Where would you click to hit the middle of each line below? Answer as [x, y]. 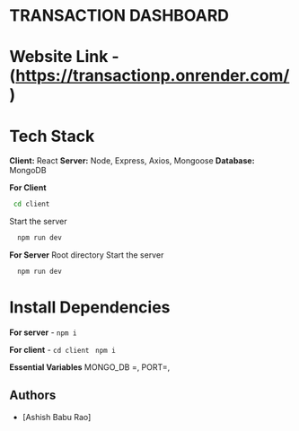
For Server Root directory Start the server [87, 255]
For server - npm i [43, 332]
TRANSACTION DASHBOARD [119, 16]
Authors [33, 396]
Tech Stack [52, 136]
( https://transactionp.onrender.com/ [149, 76]
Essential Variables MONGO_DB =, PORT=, [90, 367]
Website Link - [64, 57]
